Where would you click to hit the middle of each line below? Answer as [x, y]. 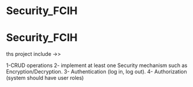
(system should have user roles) [45, 78]
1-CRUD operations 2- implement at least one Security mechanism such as [97, 65]
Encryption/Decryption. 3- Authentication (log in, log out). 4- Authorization [96, 72]
